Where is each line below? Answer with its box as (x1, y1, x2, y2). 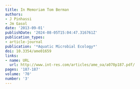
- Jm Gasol (5, 21, 28, 26)
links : (5, 53, 19, 58)
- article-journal (5, 40, 43, 44)
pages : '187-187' (5, 67, 41, 72)
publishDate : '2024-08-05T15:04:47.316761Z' (5, 30, 98, 35)
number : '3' (5, 76, 29, 81)
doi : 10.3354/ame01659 (5, 48, 52, 53)
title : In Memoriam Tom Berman (5, 7, 69, 12)
